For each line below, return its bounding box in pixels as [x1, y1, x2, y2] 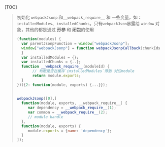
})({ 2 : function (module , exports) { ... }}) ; [16, 82, 108, 87]
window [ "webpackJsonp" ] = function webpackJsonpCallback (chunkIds [21, 45, 161, 51]
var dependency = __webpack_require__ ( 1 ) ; [28, 106, 117, 110]
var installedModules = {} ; [21, 55, 79, 60]
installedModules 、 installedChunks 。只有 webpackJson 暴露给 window [16, 21, 155, 26]
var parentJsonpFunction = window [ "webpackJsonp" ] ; [21, 41, 130, 46]
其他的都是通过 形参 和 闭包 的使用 [25, 27, 94, 33]
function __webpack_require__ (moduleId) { [21, 64, 110, 69]
